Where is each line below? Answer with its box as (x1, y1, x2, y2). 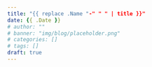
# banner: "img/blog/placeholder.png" (7, 29, 120, 37)
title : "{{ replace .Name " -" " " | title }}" (7, 10, 146, 17)
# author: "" (7, 23, 46, 30)
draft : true (7, 50, 42, 57)
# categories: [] (7, 36, 58, 43)
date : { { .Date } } (7, 17, 61, 24)
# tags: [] (7, 43, 39, 50)
